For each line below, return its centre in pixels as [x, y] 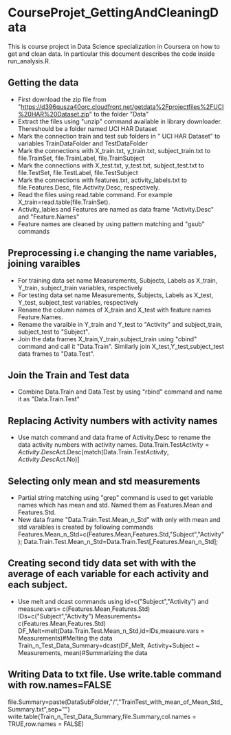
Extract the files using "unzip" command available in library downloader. [120, 121]
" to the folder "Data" [119, 114]
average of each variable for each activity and [108, 574]
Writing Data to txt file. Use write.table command [115, 675]
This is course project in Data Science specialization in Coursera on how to [114, 46]
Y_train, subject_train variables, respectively [80, 288]
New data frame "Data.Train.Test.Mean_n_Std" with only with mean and [119, 520]
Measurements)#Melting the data [65, 638]
